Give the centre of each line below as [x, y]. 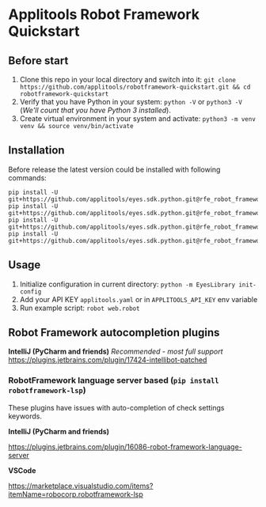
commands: [28, 178]
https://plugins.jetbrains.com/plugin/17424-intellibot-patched [108, 360]
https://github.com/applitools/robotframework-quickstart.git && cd [135, 87]
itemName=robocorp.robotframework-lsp [76, 494]
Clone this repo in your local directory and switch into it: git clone [127, 79]
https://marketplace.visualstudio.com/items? [81, 486]
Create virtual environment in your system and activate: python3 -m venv [137, 119]
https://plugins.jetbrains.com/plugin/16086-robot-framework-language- [125, 446]
